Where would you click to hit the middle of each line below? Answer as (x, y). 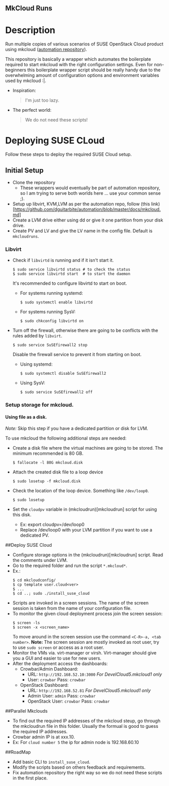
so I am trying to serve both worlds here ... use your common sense (90, 193)
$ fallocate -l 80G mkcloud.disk (48, 462)
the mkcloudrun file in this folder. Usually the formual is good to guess (85, 726)
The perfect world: (32, 110)
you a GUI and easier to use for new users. (57, 658)
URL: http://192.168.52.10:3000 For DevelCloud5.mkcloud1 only (95, 674)
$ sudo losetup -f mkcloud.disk (46, 481)
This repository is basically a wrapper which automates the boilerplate (78, 59)
